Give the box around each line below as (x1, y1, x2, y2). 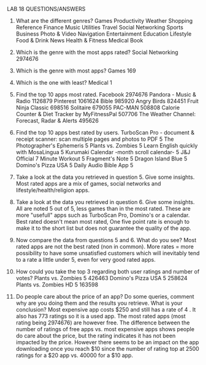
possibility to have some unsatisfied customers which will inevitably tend (15, 249, 200, 257)
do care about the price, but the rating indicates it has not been (15, 332, 176, 339)
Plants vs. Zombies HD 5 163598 (15, 281, 99, 288)
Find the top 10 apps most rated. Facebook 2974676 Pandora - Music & (15, 91, 197, 98)
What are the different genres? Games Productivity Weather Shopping (15, 17, 193, 24)
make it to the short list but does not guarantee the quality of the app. (15, 224, 192, 232)
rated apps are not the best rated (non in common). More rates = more (15, 243, 194, 250)
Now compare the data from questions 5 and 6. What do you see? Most (15, 237, 197, 243)
